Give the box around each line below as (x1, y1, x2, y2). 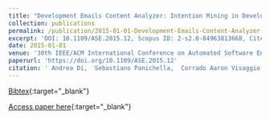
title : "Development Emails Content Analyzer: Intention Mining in (8, 11, 239, 20)
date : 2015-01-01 (8, 42, 67, 50)
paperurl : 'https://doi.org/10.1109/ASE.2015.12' (8, 57, 178, 65)
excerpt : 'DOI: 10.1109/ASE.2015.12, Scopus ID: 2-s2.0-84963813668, (8, 34, 247, 43)
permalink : (8, 27, 45, 35)
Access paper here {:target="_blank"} (8, 101, 132, 111)
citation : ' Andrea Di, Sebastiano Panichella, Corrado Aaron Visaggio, (8, 64, 264, 72)
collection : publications (8, 19, 95, 27)
